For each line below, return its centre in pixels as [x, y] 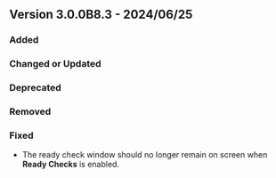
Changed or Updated [55, 64]
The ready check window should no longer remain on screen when [145, 155]
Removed [30, 112]
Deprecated [36, 88]
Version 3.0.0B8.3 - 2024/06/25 [101, 15]
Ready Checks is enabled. [71, 165]
